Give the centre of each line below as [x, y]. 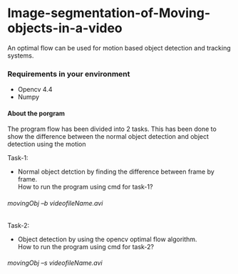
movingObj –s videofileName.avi [55, 263]
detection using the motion [47, 144]
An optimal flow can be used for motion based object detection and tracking [119, 48]
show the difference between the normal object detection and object [108, 137]
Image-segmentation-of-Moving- [109, 13]
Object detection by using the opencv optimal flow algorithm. [107, 239]
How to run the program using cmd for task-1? [85, 187]
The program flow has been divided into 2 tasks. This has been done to [112, 129]
